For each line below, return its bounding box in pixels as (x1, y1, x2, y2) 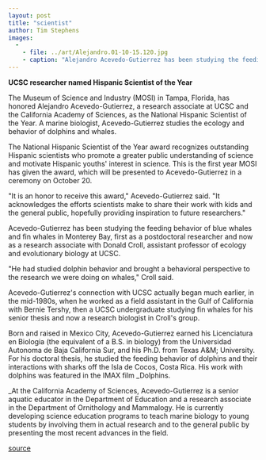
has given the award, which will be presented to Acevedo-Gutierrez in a (8, 167, 242, 177)
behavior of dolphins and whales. (8, 126, 117, 136)
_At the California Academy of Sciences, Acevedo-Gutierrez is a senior (8, 385, 239, 395)
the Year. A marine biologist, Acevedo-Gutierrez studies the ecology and (8, 118, 245, 128)
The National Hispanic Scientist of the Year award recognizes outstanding (8, 142, 249, 151)
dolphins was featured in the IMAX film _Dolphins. (8, 370, 171, 380)
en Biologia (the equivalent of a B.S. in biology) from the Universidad (8, 336, 232, 346)
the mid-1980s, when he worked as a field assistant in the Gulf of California (8, 296, 254, 305)
